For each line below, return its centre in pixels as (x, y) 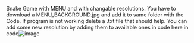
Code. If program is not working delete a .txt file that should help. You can (97, 21)
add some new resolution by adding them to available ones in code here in (97, 27)
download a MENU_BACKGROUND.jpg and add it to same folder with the (95, 15)
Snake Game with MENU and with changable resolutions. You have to (91, 9)
